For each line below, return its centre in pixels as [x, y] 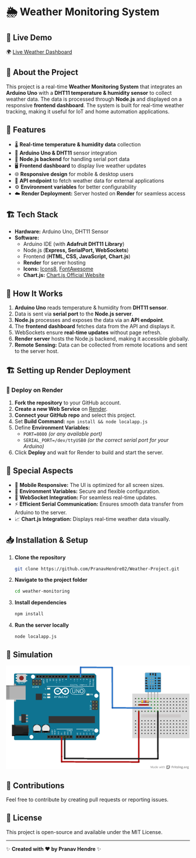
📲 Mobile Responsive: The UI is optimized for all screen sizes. [89, 485]
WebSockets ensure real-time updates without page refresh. [88, 332]
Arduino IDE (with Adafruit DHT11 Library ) [74, 244]
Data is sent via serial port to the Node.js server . [73, 314]
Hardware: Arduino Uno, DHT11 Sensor [62, 232]
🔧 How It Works [34, 294]
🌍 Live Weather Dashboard [39, 52]
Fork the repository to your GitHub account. [68, 403]
